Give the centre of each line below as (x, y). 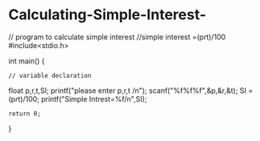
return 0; (25, 114)
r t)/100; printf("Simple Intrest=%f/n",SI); (81, 99)
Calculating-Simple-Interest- (107, 15)
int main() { (27, 61)
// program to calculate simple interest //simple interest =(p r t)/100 (117, 37)
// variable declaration (50, 75)
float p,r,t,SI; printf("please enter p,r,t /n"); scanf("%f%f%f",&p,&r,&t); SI (128, 91)
